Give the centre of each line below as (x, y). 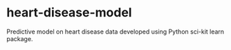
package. (20, 38)
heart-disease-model (69, 13)
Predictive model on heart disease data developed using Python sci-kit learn (115, 32)
